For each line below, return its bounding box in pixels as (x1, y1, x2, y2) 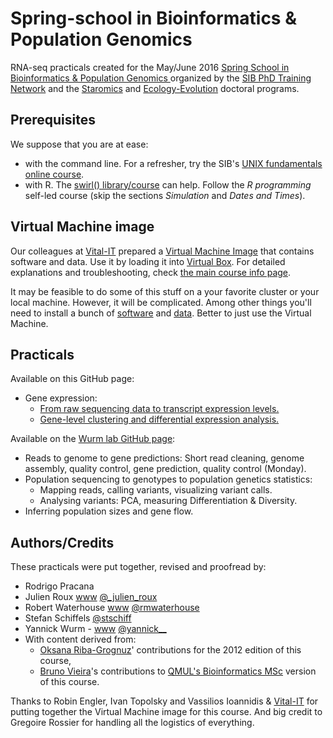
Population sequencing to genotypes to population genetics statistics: (24, 473, 313, 486)
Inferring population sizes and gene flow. (24, 505, 194, 517)
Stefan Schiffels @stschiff (24, 612, 132, 624)
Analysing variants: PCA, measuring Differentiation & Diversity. (39, 495, 298, 507)
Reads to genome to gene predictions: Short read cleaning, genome (24, 452, 305, 464)
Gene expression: (24, 392, 98, 404)
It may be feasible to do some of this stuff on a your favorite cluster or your (10, 285, 320, 297)
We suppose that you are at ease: (10, 138, 149, 150)
